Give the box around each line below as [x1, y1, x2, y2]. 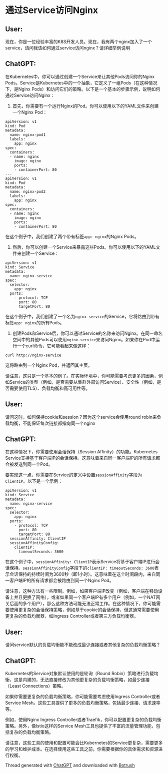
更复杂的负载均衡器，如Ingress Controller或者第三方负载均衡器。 [5, 613, 138, 619]
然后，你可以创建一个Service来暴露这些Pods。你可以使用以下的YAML [12, 244, 156, 250]
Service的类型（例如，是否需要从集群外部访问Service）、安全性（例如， [9, 379, 157, 385]
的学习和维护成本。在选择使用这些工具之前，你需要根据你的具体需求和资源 [5, 746, 158, 752]
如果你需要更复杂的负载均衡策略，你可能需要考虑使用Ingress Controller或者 [5, 694, 160, 700]
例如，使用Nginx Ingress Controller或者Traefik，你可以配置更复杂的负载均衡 [5, 717, 161, 723]
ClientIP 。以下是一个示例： [5, 478, 63, 484]
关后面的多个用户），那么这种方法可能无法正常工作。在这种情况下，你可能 [5, 601, 156, 607]
